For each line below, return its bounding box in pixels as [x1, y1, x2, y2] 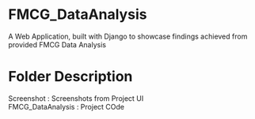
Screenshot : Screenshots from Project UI [8, 93, 144, 103]
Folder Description [8, 68, 133, 86]
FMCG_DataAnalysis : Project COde [8, 102, 125, 111]
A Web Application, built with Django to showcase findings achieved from [8, 32, 248, 41]
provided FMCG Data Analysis [8, 39, 107, 49]
